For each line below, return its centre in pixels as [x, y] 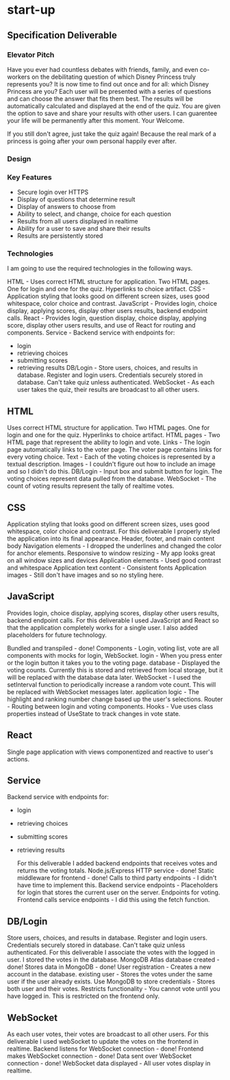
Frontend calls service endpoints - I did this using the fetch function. [113, 900]
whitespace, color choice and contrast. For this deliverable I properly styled [114, 531]
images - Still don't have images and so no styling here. [86, 575]
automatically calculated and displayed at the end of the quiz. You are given [114, 106]
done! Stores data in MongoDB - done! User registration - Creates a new [109, 967]
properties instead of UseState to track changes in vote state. [94, 713]
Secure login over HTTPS [53, 192]
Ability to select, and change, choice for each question [94, 214]
